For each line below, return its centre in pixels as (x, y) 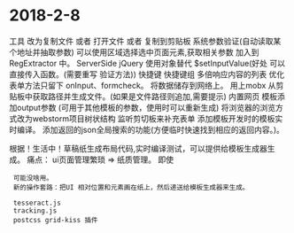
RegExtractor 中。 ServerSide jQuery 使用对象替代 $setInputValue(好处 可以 (147, 63)
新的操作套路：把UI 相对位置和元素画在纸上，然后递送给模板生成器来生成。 (131, 187)
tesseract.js (37, 203)
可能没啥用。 (33, 178)
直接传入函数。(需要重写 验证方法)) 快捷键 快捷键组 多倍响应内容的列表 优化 (147, 74)
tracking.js (35, 210)
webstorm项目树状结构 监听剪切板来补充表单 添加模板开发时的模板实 (158, 118)
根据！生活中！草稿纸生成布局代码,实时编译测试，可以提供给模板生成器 (139, 148)
